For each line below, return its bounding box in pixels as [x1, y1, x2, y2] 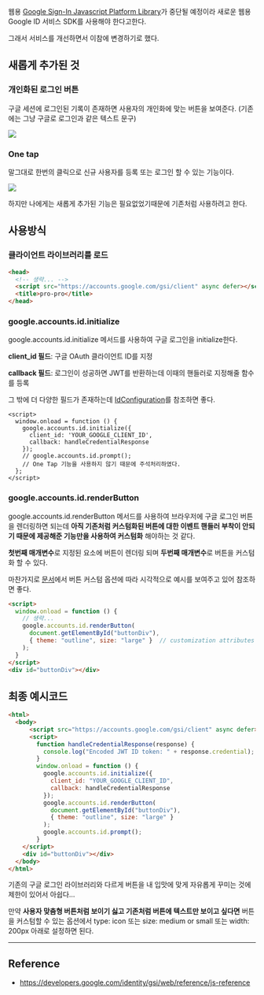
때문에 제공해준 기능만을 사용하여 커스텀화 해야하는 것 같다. [16, 531, 196, 540]
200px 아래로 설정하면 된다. [8, 926, 94, 936]
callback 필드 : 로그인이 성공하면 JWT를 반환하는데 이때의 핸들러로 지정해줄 [8, 369, 240, 378]
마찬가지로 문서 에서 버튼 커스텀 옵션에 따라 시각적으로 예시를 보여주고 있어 [8, 574, 235, 584]
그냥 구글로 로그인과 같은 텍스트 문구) [22, 113, 137, 123]
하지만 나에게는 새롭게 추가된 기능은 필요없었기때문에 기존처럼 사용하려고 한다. [8, 199, 247, 208]
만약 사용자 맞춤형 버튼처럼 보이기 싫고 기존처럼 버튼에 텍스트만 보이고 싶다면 [8, 907, 240, 916]
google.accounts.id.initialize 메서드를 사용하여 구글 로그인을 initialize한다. [8, 335, 238, 344]
